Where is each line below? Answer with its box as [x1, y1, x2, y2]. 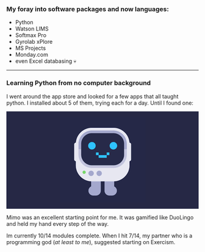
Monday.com [15, 51, 49, 58]
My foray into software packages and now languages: [6, 5, 169, 13]
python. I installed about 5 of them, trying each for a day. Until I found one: [6, 99, 194, 107]
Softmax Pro [15, 32, 47, 39]
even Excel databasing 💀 [15, 57, 77, 65]
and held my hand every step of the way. [6, 220, 109, 227]
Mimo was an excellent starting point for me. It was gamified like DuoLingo [6, 214, 194, 221]
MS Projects [15, 44, 46, 52]
